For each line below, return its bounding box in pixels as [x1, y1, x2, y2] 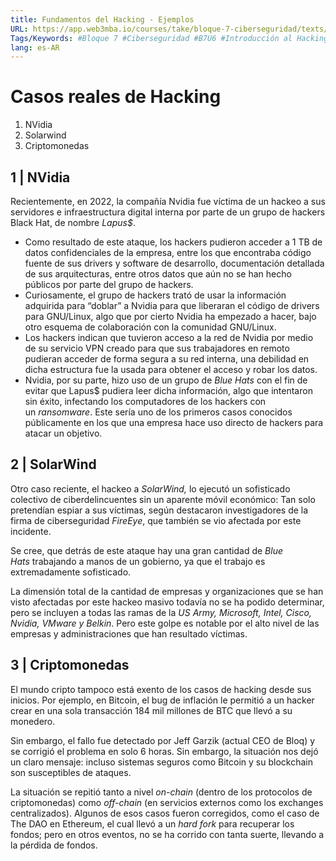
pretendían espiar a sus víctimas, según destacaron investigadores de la [10, 504, 309, 516]
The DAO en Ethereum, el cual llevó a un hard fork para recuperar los [10, 817, 295, 830]
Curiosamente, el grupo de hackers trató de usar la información [24, 289, 287, 301]
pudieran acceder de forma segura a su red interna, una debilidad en [24, 353, 310, 365]
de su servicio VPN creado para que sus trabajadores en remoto [24, 342, 290, 354]
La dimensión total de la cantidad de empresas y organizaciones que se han [10, 585, 324, 597]
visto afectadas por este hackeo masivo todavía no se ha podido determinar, [10, 596, 325, 608]
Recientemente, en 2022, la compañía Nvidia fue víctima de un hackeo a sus [10, 196, 326, 207]
